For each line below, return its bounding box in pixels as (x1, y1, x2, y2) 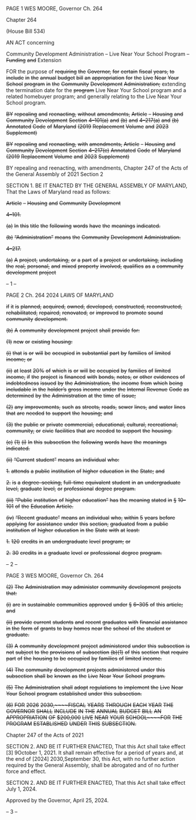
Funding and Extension (6, 57, 62, 63)
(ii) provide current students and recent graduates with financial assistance (6, 619, 188, 625)
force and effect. (6, 768, 47, 775)
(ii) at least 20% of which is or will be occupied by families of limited (6, 367, 171, 374)
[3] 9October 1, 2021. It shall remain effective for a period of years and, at (6, 749, 184, 756)
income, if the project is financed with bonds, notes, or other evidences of (6, 374, 185, 380)
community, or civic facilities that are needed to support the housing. (6, 428, 173, 434)
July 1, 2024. (6, 785, 37, 792)
